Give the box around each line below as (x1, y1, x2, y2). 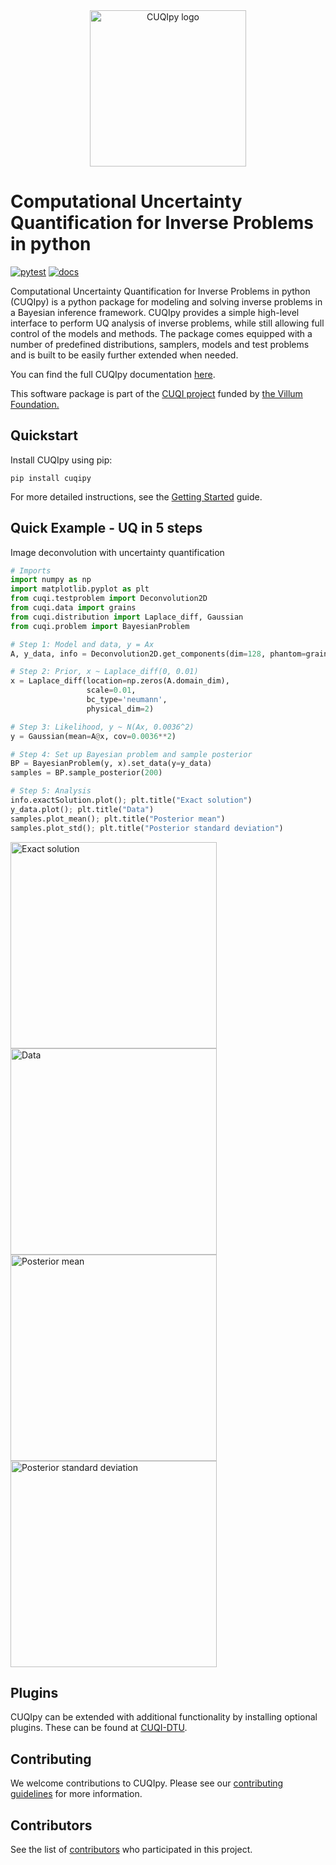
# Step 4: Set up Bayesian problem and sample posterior (10, 749, 253, 759)
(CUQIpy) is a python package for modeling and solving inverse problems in (10, 295, 323, 308)
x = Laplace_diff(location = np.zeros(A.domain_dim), (10, 676, 230, 686)
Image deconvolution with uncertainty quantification (10, 546, 225, 558)
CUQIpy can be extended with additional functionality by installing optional (10, 1711, 318, 1723)
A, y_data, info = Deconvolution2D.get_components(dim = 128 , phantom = (10, 649, 307, 659)
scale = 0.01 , (86, 685, 137, 696)
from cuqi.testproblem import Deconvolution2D (10, 594, 208, 604)
